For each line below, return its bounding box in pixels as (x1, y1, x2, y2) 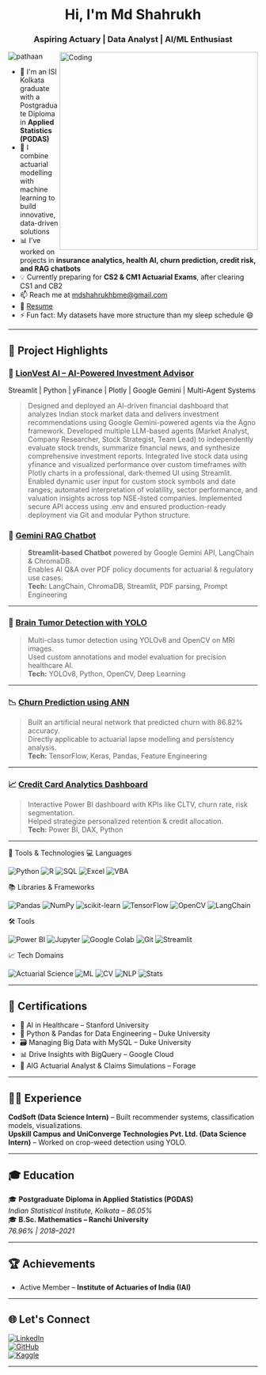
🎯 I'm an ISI (19, 67, 57, 77)
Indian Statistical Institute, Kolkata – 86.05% (8, 1206, 153, 1215)
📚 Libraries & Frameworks (8, 883, 95, 892)
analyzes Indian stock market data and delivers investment (27, 409, 219, 419)
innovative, (19, 210, 56, 219)
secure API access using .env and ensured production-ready (27, 502, 226, 511)
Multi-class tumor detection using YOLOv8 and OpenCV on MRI (27, 635, 235, 644)
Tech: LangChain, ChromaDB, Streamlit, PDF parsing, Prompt (27, 582, 228, 591)
